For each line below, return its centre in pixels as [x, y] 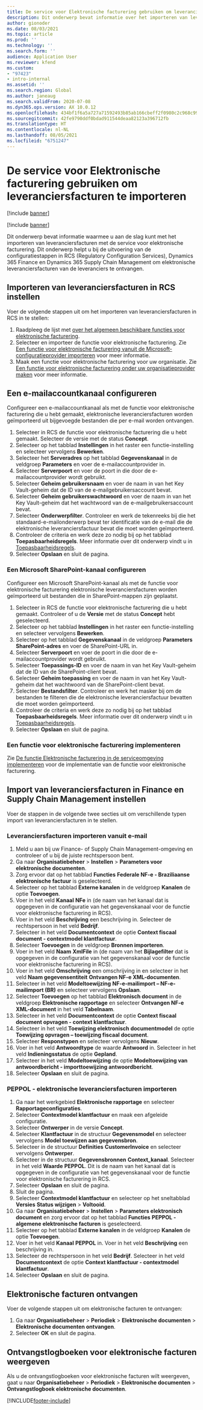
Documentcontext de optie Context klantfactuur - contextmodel [97, 1262]
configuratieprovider [41, 355]
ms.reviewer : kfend [31, 62]
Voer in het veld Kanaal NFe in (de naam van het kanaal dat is [92, 900]
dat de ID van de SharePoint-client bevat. [67, 672]
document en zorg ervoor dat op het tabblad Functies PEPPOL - [96, 1218]
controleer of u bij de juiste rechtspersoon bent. [75, 856]
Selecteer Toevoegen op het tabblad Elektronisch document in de [98, 997]
